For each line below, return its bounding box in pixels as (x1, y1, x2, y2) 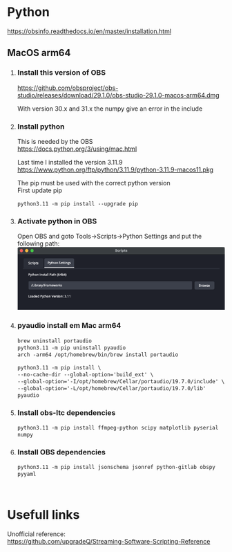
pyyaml (17, 471, 37, 478)
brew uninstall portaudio (17, 337, 92, 344)
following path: (17, 239, 60, 248)
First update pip (17, 186, 62, 194)
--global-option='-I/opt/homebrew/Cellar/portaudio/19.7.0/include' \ (17, 378, 225, 385)
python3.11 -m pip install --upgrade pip (17, 200, 138, 208)
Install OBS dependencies (17, 447, 106, 457)
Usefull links (7, 507, 80, 523)
